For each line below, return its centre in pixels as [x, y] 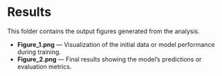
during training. [39, 52]
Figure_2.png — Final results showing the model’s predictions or [109, 59]
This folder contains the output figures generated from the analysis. [103, 31]
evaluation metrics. [44, 66]
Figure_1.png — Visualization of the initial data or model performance [116, 44]
